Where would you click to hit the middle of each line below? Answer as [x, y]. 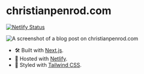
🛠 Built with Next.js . [39, 50]
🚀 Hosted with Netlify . [41, 58]
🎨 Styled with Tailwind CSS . [48, 65]
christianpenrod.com [59, 11]
